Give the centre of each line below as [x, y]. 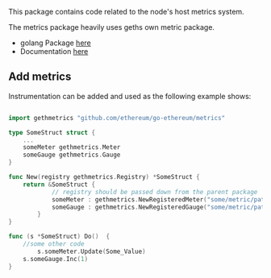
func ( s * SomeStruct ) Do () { [59, 237]
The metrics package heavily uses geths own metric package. [112, 27]
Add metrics [40, 77]
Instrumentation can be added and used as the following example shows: [130, 96]
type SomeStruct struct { [52, 132]
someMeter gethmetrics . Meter [72, 147]
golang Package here [55, 43]
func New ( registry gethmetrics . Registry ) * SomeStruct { [104, 177]
